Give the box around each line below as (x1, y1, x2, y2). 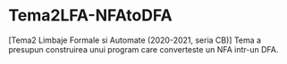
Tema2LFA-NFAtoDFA (8, 5, 173, 26)
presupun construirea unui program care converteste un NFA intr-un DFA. (8, 44, 279, 54)
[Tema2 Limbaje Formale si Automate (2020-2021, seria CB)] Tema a (8, 35, 261, 45)
